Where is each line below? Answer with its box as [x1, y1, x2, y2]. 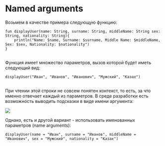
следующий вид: [5, 65, 41, 71]
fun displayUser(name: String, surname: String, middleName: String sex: [5, 29, 161, 34]
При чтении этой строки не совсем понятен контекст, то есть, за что [5, 88, 151, 94]
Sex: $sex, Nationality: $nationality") [5, 42, 90, 47]
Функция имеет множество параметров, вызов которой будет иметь [5, 59, 152, 65]
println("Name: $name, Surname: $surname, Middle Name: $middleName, [14, 38, 161, 43]
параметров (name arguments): [5, 122, 71, 128]
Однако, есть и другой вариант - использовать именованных [5, 117, 135, 123]
